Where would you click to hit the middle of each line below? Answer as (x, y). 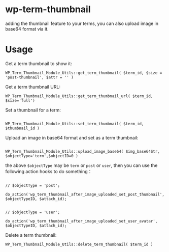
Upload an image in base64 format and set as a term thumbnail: (72, 137)
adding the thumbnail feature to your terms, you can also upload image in (82, 23)
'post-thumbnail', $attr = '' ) (39, 77)
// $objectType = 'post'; (32, 185)
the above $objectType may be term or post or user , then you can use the (81, 165)
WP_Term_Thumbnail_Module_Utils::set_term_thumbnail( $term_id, (75, 124)
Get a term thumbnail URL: (33, 87)
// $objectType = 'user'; (32, 212)
